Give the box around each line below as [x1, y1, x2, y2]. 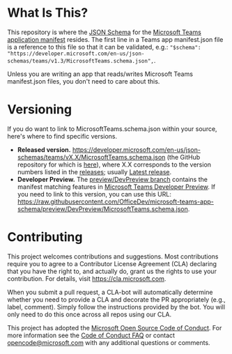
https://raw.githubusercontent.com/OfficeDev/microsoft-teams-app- [17, 197, 214, 206]
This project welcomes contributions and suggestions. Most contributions [7, 252, 219, 261]
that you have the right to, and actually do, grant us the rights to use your [7, 267, 217, 275]
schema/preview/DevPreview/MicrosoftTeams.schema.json [17, 204, 188, 213]
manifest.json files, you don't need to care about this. [7, 77, 160, 85]
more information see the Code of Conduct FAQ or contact [7, 331, 176, 339]
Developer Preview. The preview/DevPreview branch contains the [17, 175, 208, 183]
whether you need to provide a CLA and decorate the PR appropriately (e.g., [7, 295, 226, 304]
